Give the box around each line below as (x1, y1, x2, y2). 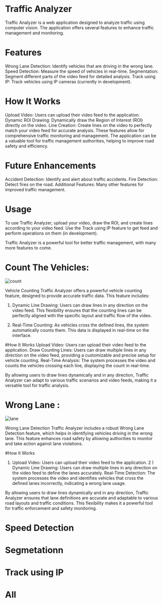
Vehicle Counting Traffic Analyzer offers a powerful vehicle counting (5, 287, 143, 293)
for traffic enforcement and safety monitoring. (5, 505, 97, 511)
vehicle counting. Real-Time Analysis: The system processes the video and (5, 357, 156, 363)
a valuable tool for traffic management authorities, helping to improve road (5, 138, 154, 143)
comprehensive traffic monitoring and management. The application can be (5, 133, 157, 139)
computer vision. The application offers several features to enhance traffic (5, 24, 154, 30)
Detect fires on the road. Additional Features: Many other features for (5, 181, 144, 187)
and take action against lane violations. (5, 441, 83, 446)
